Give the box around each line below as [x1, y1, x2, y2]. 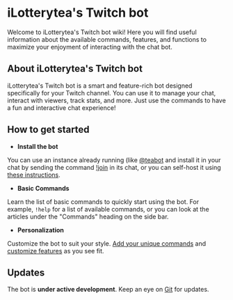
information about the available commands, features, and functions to [7, 35, 207, 43]
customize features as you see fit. [7, 246, 104, 255]
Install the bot [17, 142, 58, 150]
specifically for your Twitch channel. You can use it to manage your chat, [7, 88, 216, 97]
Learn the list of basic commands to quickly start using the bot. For [7, 197, 200, 206]
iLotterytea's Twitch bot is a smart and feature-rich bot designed [7, 81, 193, 90]
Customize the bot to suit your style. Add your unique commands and [7, 239, 207, 248]
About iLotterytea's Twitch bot [7, 63, 143, 74]
